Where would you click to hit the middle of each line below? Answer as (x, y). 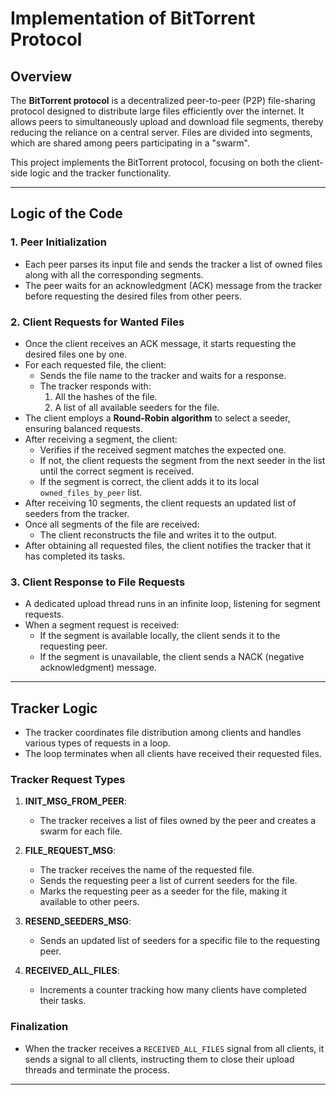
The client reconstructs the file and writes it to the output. (158, 534)
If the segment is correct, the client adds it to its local (149, 481)
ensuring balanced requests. (83, 428)
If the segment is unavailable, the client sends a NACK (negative (172, 657)
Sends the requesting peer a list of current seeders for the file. (168, 881)
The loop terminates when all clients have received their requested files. (173, 754)
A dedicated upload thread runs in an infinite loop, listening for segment (172, 604)
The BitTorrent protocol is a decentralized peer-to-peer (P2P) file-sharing (163, 100)
